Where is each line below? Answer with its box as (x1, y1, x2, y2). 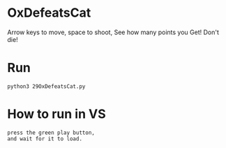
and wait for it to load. (7, 135, 82, 142)
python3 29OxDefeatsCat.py (7, 82, 86, 90)
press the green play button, (7, 129, 96, 136)
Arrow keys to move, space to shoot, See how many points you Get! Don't (7, 28, 220, 36)
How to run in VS (7, 106, 106, 122)
